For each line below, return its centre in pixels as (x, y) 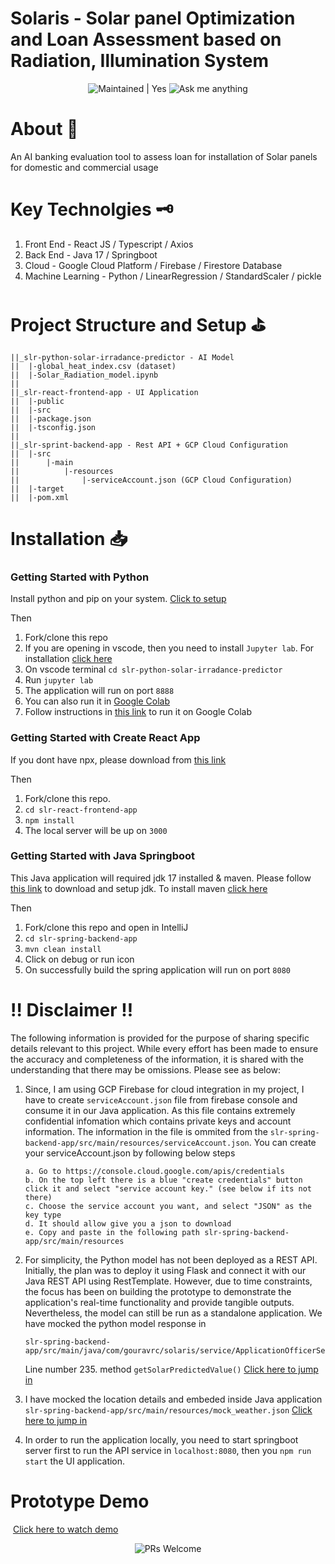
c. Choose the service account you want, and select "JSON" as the (168, 1206)
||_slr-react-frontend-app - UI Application (104, 392)
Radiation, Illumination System (140, 61)
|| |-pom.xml (40, 497)
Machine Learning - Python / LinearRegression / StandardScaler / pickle (173, 276)
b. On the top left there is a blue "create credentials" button (163, 1180)
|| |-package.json (51, 418)
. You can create (282, 1142)
